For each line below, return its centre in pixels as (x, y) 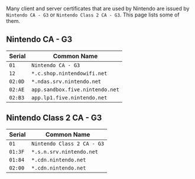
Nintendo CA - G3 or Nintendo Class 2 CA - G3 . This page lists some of (93, 15)
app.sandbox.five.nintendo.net (75, 89)
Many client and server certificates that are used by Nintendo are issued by (98, 9)
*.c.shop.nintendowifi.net (69, 73)
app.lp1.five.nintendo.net (69, 97)
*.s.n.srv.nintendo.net (65, 152)
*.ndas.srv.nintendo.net (66, 81)
